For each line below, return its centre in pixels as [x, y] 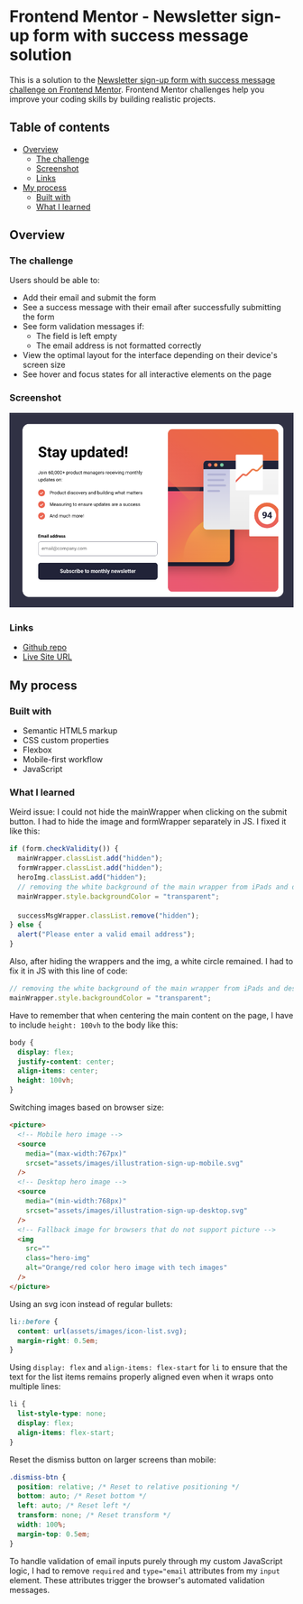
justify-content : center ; [66, 1062]
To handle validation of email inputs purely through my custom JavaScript [146, 1561]
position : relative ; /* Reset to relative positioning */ [129, 1487]
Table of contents [60, 128]
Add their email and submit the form [89, 298]
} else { [26, 925]
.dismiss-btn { [38, 1477]
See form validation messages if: [83, 327]
